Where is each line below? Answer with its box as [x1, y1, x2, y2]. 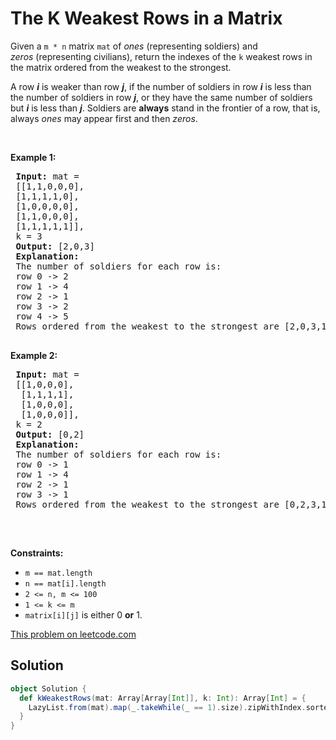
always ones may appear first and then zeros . [10, 112, 198, 124]
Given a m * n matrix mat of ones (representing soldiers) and [10, 40, 258, 52]
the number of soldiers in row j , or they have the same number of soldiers [10, 91, 313, 103]
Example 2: [10, 349, 58, 361]
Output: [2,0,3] [15, 240, 95, 252]
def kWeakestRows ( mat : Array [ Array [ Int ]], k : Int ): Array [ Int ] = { [19, 693, 307, 703]
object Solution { [10, 683, 87, 694]
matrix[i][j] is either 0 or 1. [24, 608, 143, 621]
